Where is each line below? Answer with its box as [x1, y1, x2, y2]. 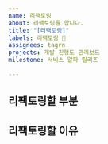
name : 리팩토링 [8, 11, 52, 20]
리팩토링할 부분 [8, 95, 79, 108]
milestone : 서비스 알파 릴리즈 [8, 56, 98, 64]
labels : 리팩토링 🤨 [8, 33, 66, 42]
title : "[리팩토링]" [8, 26, 70, 34]
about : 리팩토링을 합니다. [8, 19, 84, 27]
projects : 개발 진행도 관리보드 [8, 49, 101, 56]
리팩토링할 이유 [8, 124, 79, 138]
